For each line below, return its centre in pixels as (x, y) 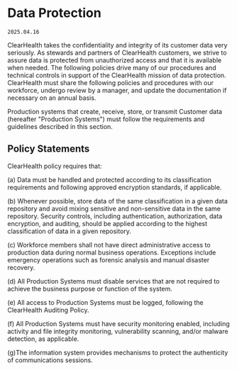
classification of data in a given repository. (69, 231)
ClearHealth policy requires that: (55, 166)
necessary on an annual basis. (52, 98)
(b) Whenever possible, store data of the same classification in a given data (118, 201)
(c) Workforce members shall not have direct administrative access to (109, 245)
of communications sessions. (50, 360)
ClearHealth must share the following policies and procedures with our (111, 82)
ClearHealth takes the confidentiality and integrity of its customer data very (117, 45)
